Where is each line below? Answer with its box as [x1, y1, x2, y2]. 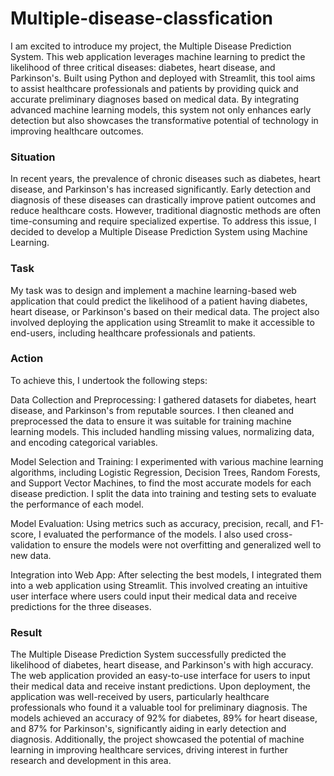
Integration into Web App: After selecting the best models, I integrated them [10, 568, 322, 581]
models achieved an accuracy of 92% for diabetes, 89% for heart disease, [10, 712, 318, 724]
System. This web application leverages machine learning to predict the [10, 50, 306, 62]
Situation [10, 150, 56, 164]
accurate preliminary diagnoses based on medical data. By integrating [10, 93, 300, 105]
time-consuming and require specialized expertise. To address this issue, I [10, 215, 317, 227]
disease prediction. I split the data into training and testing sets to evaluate [10, 487, 317, 499]
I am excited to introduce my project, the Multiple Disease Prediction [10, 40, 292, 52]
